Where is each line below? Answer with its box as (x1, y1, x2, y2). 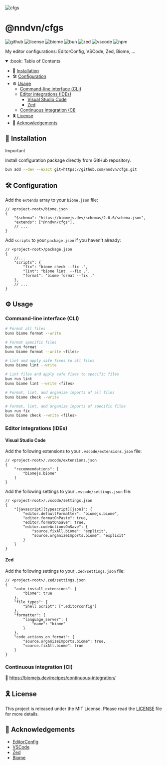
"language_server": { (23, 617, 68, 622)
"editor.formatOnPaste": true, (23, 516, 88, 521)
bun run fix (5, 408, 30, 413)
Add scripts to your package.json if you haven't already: (5, 237, 121, 243)
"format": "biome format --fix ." (23, 273, 95, 278)
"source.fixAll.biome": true (23, 643, 84, 648)
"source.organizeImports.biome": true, (23, 639, 106, 644)
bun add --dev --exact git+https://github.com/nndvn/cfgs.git (5, 167, 137, 172)
